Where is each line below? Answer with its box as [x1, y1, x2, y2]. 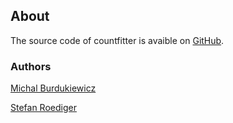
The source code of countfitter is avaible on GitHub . [10, 34, 225, 46]
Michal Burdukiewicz [10, 82, 97, 94]
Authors [10, 59, 52, 73]
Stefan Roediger [10, 102, 77, 114]
